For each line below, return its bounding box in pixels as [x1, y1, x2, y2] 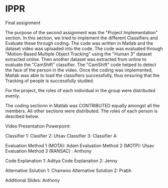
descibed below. [5, 113, 39, 119]
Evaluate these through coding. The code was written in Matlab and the [5, 40, 153, 46]
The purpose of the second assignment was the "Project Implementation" [5, 29, 158, 35]
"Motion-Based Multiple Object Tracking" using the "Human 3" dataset [5, 51, 152, 57]
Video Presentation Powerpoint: [5, 123, 71, 129]
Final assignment [5, 20, 41, 26]
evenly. [5, 93, 20, 99]
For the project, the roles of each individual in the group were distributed [5, 87, 156, 93]
